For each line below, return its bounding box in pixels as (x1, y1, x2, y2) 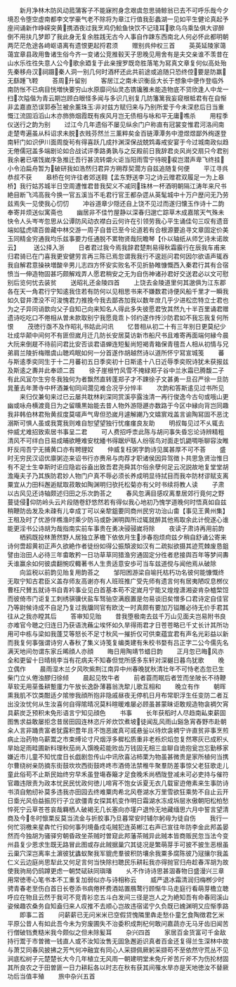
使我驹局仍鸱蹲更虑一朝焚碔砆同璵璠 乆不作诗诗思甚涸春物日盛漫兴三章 (7, 867, 225, 875)
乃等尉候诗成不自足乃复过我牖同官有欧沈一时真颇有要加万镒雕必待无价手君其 (7, 603, 229, 611)
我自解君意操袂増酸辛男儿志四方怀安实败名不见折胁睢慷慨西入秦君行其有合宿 (7, 261, 229, 269)
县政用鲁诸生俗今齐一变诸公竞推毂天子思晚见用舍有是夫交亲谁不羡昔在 (25, 50, 229, 58)
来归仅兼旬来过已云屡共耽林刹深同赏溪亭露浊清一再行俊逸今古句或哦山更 (19, 393, 229, 400)
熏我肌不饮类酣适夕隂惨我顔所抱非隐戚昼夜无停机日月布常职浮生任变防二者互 (7, 691, 229, 699)
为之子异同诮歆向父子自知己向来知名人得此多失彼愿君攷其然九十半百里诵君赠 (7, 305, 229, 313)
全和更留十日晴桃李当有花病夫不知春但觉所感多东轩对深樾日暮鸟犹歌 (7, 656, 204, 664)
